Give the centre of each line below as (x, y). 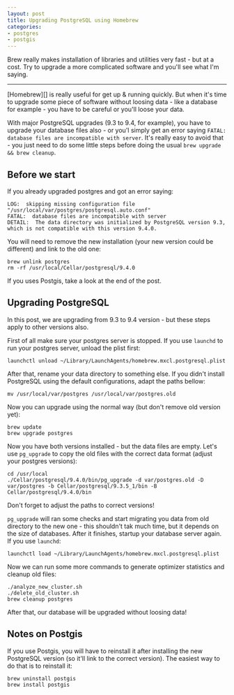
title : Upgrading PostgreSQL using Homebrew (73, 20)
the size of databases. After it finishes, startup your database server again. (115, 533)
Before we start (41, 174)
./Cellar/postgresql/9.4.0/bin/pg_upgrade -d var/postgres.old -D (106, 480)
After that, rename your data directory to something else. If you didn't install (116, 374)
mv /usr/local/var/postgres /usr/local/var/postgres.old (92, 394)
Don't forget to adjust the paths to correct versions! (81, 505)
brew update (24, 427)
